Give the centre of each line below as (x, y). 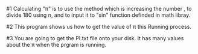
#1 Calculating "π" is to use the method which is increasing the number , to (99, 9)
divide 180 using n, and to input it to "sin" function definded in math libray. (98, 15)
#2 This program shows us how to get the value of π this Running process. (99, 27)
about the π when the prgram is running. (56, 45)
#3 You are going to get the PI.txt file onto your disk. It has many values (95, 38)
